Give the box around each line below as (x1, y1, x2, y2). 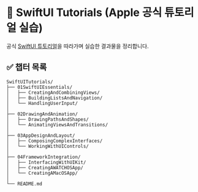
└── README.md (6, 180, 43, 187)
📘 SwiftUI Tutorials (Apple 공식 (6, 6, 162, 20)
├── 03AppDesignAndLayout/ (6, 132, 75, 139)
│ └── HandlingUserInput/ (6, 100, 78, 106)
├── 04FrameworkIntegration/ (6, 154, 81, 160)
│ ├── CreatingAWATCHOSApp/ (6, 164, 84, 171)
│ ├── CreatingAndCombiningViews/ (6, 90, 100, 96)
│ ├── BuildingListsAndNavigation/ (6, 94, 103, 101)
